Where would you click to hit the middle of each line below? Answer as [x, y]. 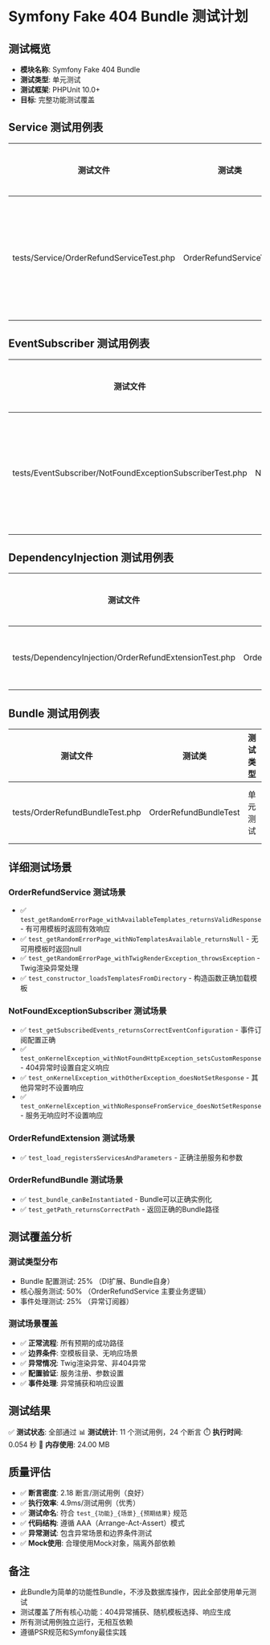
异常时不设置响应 [55, 1088]
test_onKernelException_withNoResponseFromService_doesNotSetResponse [141, 1107]
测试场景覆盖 [33, 1324]
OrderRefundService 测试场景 [67, 892]
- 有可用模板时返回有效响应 [65, 928]
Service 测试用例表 [56, 127]
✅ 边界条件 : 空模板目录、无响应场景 [79, 1353]
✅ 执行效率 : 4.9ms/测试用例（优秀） [80, 1503]
